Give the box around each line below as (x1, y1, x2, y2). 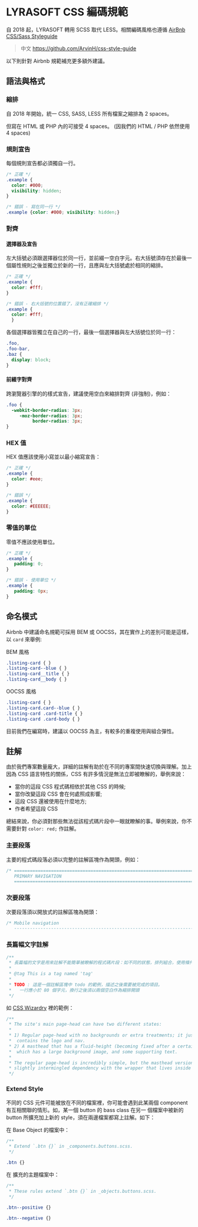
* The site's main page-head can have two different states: (8, 1022, 162, 1028)
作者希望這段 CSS (14, 805, 58, 812)
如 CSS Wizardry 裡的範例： (6, 1004, 74, 1011)
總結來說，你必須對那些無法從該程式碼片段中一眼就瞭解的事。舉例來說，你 (6, 818, 187, 825)
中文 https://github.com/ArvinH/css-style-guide (20, 45, 137, 52)
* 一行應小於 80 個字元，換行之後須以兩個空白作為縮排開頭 (8, 987, 140, 993)
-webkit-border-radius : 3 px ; (11, 407, 83, 413)
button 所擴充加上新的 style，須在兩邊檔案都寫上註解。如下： (6, 1114, 156, 1121)
